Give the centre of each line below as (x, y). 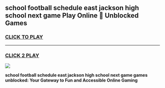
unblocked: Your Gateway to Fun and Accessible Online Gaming (71, 80)
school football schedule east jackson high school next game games (76, 75)
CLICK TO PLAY (24, 37)
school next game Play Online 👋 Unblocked (72, 16)
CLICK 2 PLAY (22, 55)
